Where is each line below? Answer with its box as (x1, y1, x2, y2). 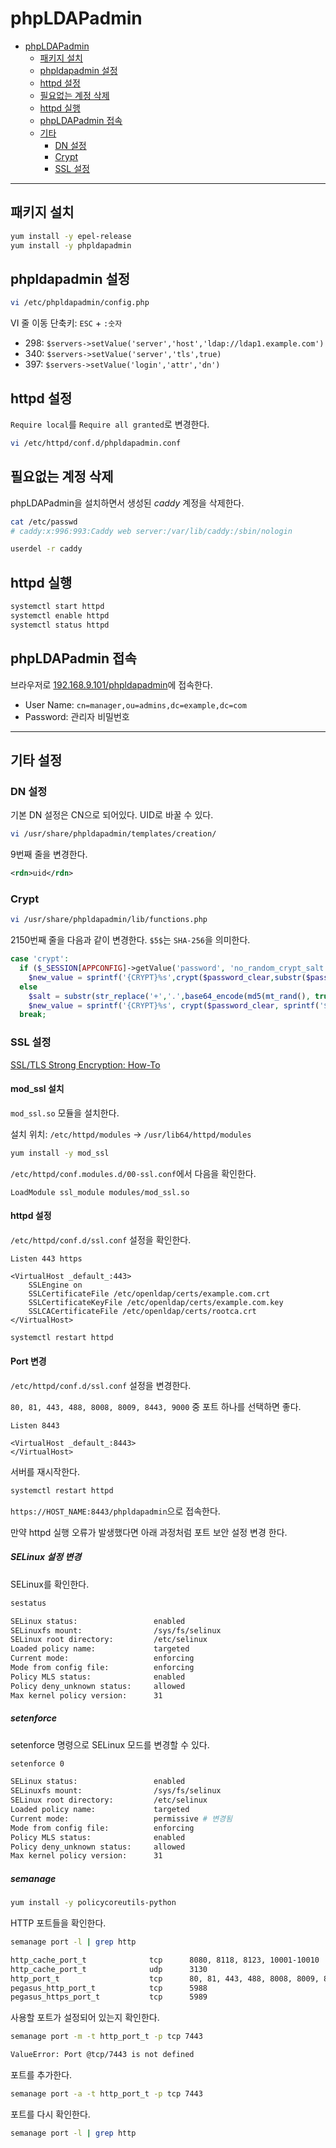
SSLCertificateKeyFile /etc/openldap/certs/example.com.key (28, 1297, 284, 1307)
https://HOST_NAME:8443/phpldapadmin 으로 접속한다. (10, 1505, 221, 1517)
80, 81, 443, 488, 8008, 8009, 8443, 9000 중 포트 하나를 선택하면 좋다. (10, 1400, 302, 1412)
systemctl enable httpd (10, 611, 110, 621)
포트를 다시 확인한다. (10, 2108, 91, 2120)
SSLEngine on (28, 1280, 83, 1290)
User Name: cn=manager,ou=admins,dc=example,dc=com (24, 698, 247, 711)
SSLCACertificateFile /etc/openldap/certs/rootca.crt (28, 1306, 257, 1316)
